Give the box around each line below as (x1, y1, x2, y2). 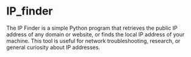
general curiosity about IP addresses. (6, 44, 101, 51)
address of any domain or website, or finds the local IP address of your (6, 30, 185, 38)
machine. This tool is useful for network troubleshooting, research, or (6, 37, 181, 44)
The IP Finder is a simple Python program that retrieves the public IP (6, 24, 178, 32)
